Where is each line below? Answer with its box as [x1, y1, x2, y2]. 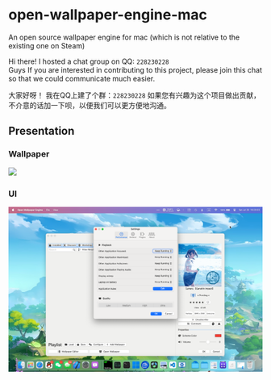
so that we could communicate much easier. [8, 73, 156, 83]
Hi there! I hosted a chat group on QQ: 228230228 [8, 56, 169, 66]
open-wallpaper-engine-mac [8, 6, 208, 24]
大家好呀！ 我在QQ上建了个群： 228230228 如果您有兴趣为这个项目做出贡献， [8, 90, 261, 100]
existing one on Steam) [8, 40, 85, 50]
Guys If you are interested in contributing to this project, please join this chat [8, 65, 262, 74]
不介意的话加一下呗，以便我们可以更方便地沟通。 [8, 100, 171, 110]
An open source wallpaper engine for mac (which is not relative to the [8, 32, 240, 42]
